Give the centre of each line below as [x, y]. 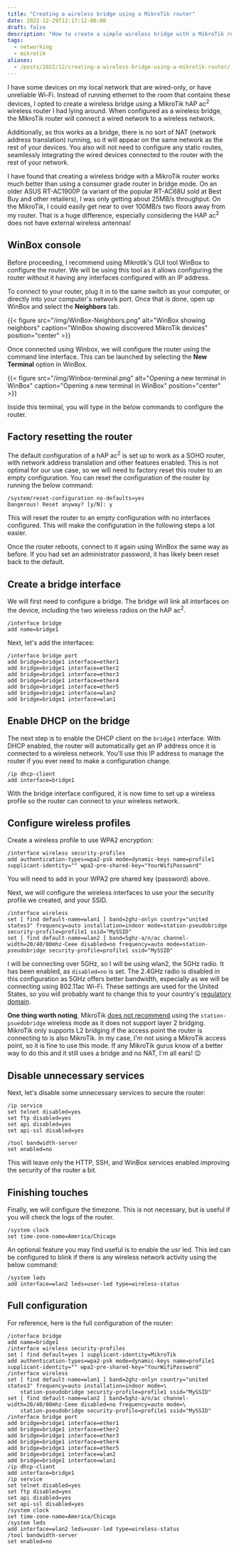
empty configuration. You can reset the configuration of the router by [108, 478]
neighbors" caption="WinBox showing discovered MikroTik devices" [108, 327]
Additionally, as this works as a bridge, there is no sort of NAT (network [112, 132]
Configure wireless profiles [69, 823]
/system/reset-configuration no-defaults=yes [76, 499]
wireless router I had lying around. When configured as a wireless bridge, [115, 111]
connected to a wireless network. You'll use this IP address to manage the [116, 753]
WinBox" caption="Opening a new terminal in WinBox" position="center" [114, 386]
